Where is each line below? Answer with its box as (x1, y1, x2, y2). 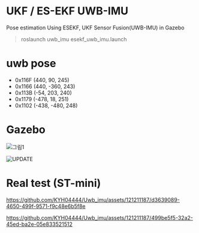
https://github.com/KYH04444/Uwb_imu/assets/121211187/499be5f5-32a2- (6, 214, 194, 221)
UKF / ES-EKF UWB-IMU (6, 4, 129, 18)
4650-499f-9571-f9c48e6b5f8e (6, 202, 86, 210)
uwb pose (6, 57, 56, 70)
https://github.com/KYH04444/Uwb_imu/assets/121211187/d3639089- (6, 196, 180, 203)
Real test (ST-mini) (6, 177, 101, 190)
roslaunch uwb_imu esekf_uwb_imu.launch (20, 35, 127, 43)
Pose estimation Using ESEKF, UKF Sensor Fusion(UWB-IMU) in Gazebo (6, 24, 185, 31)
